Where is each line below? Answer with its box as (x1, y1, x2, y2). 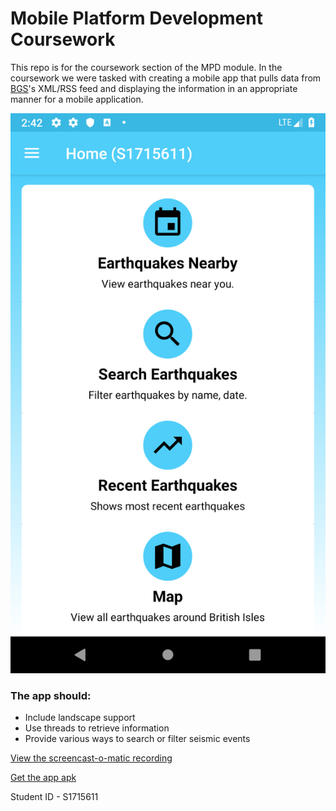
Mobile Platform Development (10, 7, 263, 30)
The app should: (10, 688, 92, 702)
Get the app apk (10, 772, 77, 784)
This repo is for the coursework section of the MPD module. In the (10, 61, 283, 73)
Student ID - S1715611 (10, 791, 99, 803)
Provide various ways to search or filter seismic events (24, 733, 251, 745)
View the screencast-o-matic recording (10, 752, 173, 764)
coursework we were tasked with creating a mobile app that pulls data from (10, 72, 322, 84)
